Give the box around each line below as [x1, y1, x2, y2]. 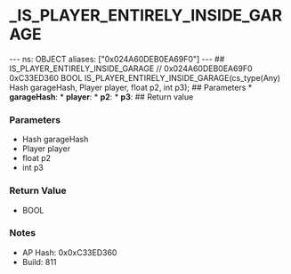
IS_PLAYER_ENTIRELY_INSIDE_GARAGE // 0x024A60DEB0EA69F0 [9, 63, 253, 74]
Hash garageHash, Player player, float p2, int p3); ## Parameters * [9, 82, 253, 93]
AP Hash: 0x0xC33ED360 [21, 246, 117, 258]
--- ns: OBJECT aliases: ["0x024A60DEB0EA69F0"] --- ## [9, 53, 225, 64]
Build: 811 [21, 256, 57, 267]
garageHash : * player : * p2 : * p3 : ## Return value [9, 91, 194, 102]
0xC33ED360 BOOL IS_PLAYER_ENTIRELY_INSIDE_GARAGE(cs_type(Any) [9, 72, 281, 83]
